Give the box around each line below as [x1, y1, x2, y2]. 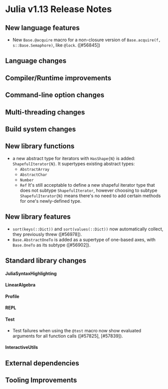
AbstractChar [20, 172, 48, 177]
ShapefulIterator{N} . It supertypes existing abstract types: [12, 161, 135, 167]
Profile [5, 293, 20, 299]
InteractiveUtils [5, 344, 39, 350]
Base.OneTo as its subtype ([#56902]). [12, 242, 91, 248]
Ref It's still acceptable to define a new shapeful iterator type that [20, 182, 155, 188]
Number [20, 177, 34, 183]
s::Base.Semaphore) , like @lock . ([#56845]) [12, 42, 100, 48]
